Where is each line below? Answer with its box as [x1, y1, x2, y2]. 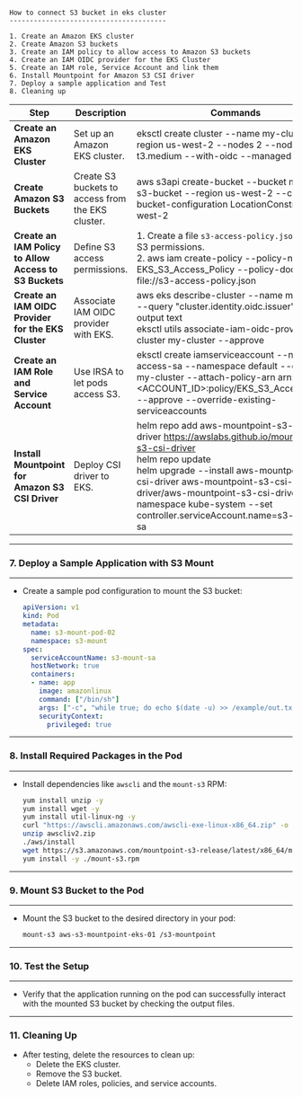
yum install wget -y [22, 804, 100, 813]
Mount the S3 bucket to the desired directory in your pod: [22, 913, 236, 924]
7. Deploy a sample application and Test [9, 79, 167, 88]
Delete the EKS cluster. [35, 1059, 121, 1070]
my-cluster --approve [167, 334, 265, 346]
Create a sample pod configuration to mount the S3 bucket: [22, 586, 243, 597]
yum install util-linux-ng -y [22, 812, 137, 822]
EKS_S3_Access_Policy [136, 263, 235, 275]
